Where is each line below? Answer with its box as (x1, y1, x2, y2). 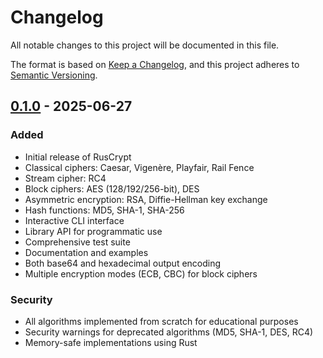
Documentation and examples (24, 246, 149, 258)
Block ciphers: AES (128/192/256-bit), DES (24, 182, 200, 195)
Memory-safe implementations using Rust (24, 336, 198, 348)
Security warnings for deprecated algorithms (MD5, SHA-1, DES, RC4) (24, 326, 314, 338)
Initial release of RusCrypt (24, 151, 132, 163)
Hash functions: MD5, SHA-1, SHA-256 (24, 204, 185, 216)
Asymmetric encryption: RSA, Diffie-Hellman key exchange (24, 193, 268, 205)
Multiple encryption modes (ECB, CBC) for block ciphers (24, 267, 258, 280)
